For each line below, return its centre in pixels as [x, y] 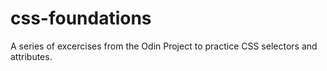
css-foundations [81, 18]
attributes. [31, 56]
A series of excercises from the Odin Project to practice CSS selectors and [164, 46]
